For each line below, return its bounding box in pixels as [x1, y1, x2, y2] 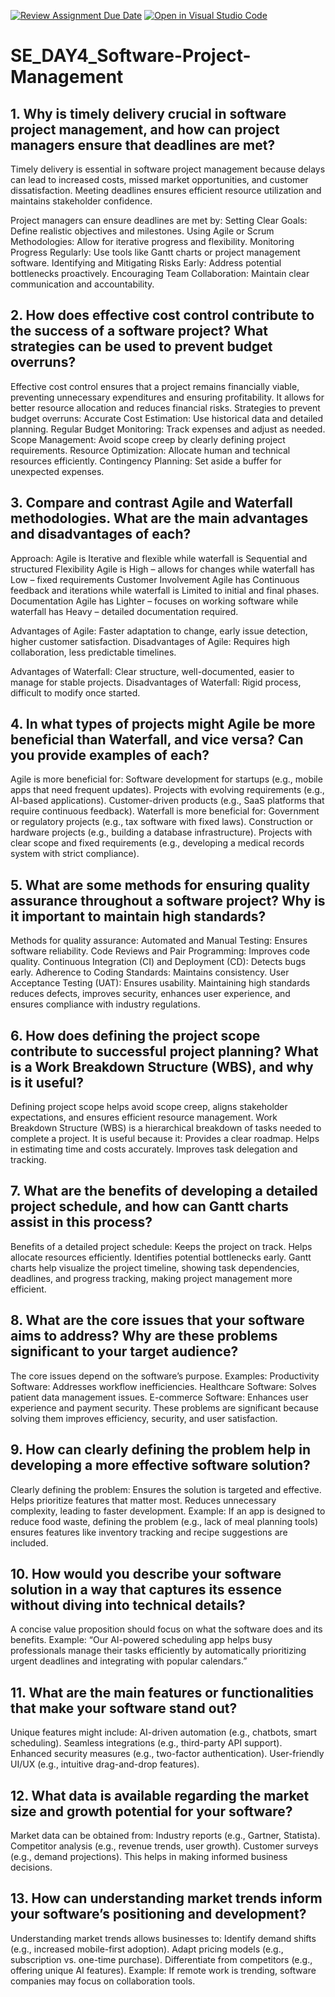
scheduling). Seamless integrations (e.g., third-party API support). [10, 1737, 283, 1749]
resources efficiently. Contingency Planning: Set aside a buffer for [10, 455, 282, 467]
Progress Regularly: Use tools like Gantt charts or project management [10, 246, 301, 258]
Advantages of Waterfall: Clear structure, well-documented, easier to [10, 665, 295, 677]
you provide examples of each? [10, 747, 210, 764]
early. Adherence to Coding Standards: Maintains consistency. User [10, 966, 290, 979]
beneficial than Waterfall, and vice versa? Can [10, 731, 304, 749]
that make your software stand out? [10, 1700, 238, 1717]
